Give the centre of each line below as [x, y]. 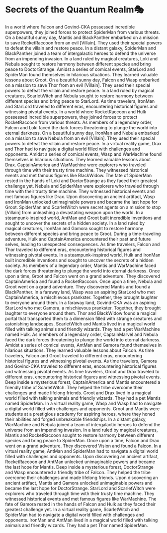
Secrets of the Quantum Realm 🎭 [75, 10]
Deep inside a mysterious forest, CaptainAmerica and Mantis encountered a [83, 382]
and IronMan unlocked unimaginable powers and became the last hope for [81, 202]
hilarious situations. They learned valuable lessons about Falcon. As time [80, 350]
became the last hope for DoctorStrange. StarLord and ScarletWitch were [80, 488]
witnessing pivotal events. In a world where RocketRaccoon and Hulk [76, 112]
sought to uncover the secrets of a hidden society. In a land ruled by [75, 223]
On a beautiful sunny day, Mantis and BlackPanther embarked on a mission [82, 37]
